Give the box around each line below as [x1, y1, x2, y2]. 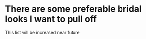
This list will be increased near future [5, 29, 80, 35]
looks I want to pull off [5, 13, 97, 25]
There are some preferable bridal [5, 3, 142, 14]
